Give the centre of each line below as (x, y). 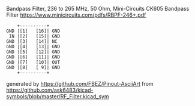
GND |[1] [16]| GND (33, 31)
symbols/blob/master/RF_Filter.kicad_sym (58, 96)
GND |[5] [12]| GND (33, 52)
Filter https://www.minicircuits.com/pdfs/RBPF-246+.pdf (76, 15)
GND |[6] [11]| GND (33, 57)
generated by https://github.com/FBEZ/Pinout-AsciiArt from (80, 84)
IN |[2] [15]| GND (34, 36)
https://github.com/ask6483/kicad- (50, 90)
